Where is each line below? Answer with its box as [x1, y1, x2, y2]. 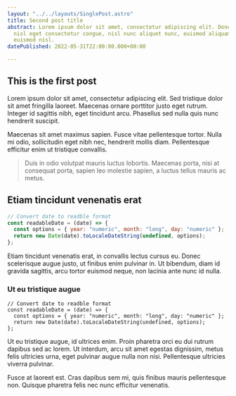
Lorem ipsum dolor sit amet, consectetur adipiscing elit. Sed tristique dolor [7, 94, 223, 102]
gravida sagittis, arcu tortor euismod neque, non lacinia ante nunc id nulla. [7, 267, 222, 275]
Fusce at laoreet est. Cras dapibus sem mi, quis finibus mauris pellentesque [7, 373, 226, 382]
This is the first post [7, 75, 97, 87]
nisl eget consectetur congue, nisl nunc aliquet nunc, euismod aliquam [13, 30, 231, 37]
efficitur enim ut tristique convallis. [7, 145, 107, 154]
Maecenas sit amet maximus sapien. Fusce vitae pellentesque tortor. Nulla [7, 130, 223, 138]
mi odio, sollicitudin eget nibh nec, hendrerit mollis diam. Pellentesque [7, 137, 210, 146]
